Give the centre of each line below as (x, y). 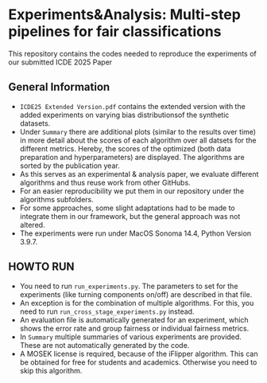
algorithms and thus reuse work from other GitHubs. (105, 182)
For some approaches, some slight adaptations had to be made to (128, 208)
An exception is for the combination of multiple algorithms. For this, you (137, 303)
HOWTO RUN (41, 267)
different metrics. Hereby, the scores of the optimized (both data (126, 148)
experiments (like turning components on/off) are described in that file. (136, 294)
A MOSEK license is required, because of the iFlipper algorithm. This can (139, 354)
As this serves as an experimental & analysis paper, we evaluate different (139, 174)
